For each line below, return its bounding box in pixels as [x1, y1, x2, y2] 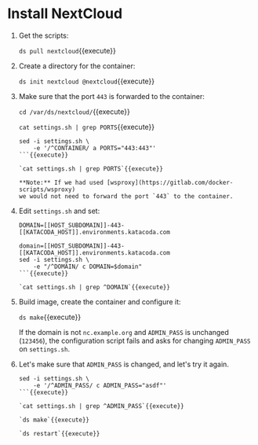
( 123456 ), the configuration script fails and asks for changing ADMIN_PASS [18, 336, 251, 345]
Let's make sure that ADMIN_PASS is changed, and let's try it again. [18, 359, 229, 369]
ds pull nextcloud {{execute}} [18, 46, 117, 55]
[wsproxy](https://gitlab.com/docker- [106, 178, 234, 186]
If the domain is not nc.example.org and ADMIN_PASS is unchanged [18, 327, 229, 337]
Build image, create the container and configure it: [18, 296, 181, 307]
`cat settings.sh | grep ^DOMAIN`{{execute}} [18, 283, 170, 291]
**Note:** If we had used [18, 178, 104, 186]
